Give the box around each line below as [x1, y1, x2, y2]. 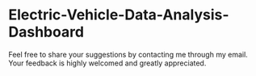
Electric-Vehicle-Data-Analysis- [8, 6, 229, 24]
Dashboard [8, 23, 85, 41]
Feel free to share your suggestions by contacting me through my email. [8, 49, 248, 59]
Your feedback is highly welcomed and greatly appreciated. [8, 58, 207, 68]
